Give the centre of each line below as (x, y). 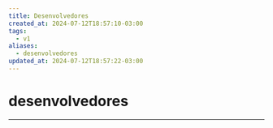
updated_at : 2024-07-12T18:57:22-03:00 (76, 62)
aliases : (23, 46)
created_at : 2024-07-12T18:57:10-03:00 (76, 23)
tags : (17, 31)
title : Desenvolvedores (49, 16)
